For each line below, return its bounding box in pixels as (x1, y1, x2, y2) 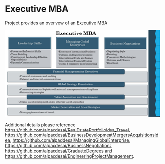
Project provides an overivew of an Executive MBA (5, 20, 108, 26)
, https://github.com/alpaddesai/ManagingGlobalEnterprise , (10, 137, 131, 143)
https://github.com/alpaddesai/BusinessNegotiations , (5, 143, 113, 149)
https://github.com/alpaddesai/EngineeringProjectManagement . (5, 153, 134, 159)
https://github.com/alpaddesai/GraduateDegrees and (5, 148, 112, 154)
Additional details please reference (5, 122, 76, 128)
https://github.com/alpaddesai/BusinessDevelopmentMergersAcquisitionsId (5, 132, 159, 138)
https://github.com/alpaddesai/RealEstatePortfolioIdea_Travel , (5, 127, 130, 133)
